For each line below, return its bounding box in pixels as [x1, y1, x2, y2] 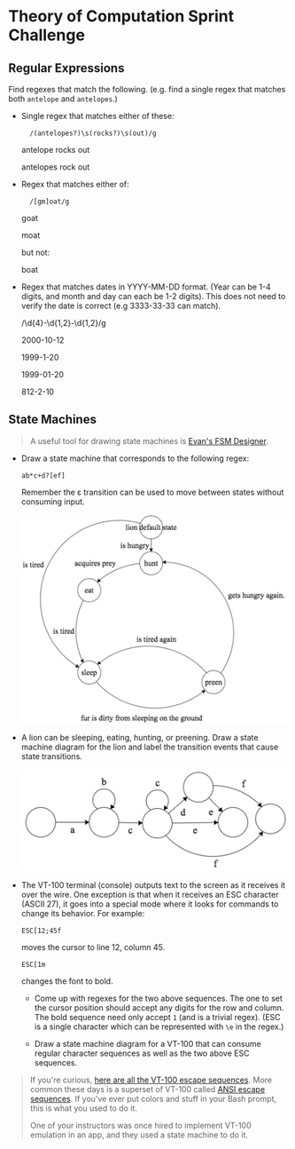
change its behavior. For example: [20, 908, 145, 919]
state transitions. [20, 750, 83, 761]
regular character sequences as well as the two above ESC [34, 1048, 250, 1058]
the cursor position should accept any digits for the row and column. [34, 1002, 284, 1013]
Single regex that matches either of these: [20, 111, 175, 121]
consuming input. [20, 495, 85, 507]
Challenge [8, 25, 86, 45]
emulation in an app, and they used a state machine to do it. [29, 1129, 249, 1140]
